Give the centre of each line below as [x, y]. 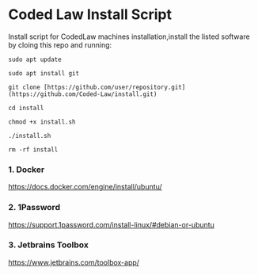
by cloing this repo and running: [60, 44]
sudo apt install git [44, 73]
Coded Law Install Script [90, 15]
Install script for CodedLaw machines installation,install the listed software [129, 36]
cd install [26, 108]
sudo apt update [35, 59]
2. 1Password [34, 208]
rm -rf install [33, 149]
